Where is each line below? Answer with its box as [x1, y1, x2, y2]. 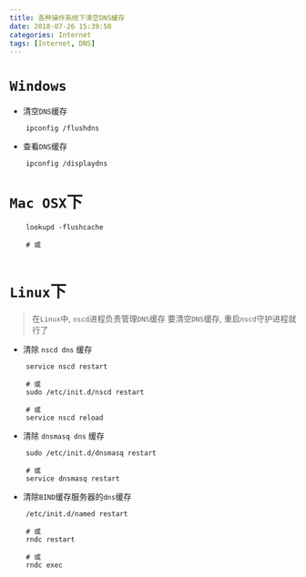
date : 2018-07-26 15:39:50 [9, 22, 112, 31]
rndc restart [25, 535, 76, 544]
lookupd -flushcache [25, 223, 104, 232]
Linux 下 [9, 281, 66, 302]
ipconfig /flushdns [25, 124, 100, 133]
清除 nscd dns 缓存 [22, 344, 93, 355]
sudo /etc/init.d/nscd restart [25, 388, 145, 397]
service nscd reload [25, 413, 104, 423]
